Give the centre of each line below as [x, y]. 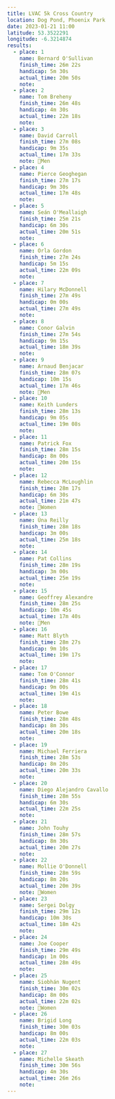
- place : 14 [30, 553]
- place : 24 [30, 937]
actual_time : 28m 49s [50, 963]
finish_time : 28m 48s [50, 719]
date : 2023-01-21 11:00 [41, 26]
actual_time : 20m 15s [50, 463]
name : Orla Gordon [46, 251]
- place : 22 [30, 860]
